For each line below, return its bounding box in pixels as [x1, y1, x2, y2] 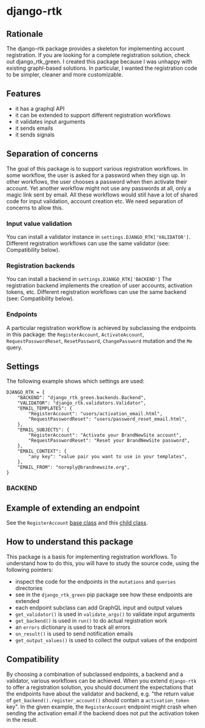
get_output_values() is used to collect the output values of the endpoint [15, 636, 198, 644]
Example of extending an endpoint [6, 503, 140, 513]
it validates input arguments [15, 118, 86, 125]
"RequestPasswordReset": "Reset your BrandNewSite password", [28, 438, 190, 444]
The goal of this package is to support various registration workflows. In [6, 165, 188, 172]
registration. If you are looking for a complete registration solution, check [6, 51, 190, 59]
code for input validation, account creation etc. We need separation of [6, 197, 184, 205]
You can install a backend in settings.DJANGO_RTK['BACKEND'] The [6, 276, 172, 283]
